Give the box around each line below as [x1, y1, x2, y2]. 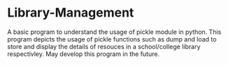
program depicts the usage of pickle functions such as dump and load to [7, 35, 217, 43]
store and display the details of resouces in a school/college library [7, 42, 201, 50]
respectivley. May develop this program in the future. [7, 50, 159, 58]
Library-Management [7, 5, 134, 21]
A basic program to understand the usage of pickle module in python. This [7, 28, 222, 36]
